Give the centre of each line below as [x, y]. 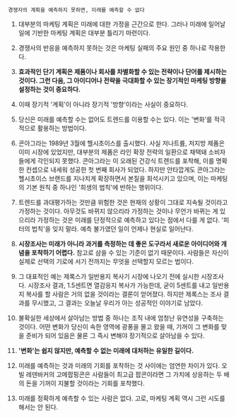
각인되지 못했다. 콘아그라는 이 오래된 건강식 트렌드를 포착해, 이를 [126, 161]
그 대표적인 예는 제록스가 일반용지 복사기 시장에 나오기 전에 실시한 [109, 276]
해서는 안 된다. [38, 407]
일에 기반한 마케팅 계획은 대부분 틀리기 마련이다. [84, 33]
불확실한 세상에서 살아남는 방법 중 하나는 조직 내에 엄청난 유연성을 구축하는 [121, 318]
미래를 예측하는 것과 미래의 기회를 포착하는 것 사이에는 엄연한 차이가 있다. [119, 365]
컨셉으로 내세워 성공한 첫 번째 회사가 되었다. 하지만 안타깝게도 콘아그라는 [126, 169]
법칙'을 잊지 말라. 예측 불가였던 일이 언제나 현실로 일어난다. [112, 229]
